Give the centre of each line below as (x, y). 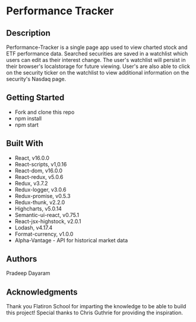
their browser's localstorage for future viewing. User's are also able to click (98, 66)
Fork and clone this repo (45, 112)
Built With (25, 143)
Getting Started (35, 97)
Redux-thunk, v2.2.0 (40, 202)
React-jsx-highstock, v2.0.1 (48, 221)
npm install (28, 118)
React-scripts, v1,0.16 (41, 164)
